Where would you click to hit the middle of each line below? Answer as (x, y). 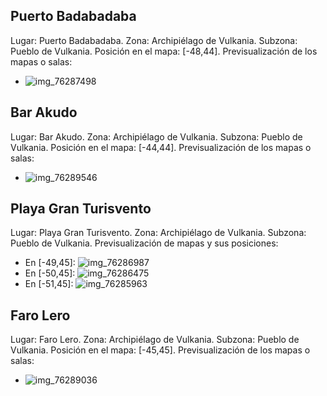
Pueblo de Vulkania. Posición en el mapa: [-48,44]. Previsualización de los (164, 51)
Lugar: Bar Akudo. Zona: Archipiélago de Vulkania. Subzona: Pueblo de (156, 136)
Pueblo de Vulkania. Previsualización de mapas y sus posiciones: (144, 243)
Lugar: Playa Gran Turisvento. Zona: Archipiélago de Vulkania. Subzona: (158, 233)
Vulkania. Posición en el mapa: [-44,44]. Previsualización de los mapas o (161, 147)
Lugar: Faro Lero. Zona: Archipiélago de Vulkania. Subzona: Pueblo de (155, 340)
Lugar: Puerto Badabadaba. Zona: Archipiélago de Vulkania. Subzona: (154, 40)
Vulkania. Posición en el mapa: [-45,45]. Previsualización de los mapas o (160, 350)
